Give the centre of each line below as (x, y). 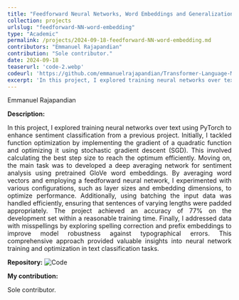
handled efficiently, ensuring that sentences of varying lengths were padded (119, 203)
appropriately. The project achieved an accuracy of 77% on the (119, 211)
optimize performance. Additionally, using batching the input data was (119, 195)
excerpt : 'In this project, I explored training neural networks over (114, 80)
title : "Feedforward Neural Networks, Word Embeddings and (97, 14)
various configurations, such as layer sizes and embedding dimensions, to (119, 188)
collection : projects (39, 21)
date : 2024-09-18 (33, 60)
